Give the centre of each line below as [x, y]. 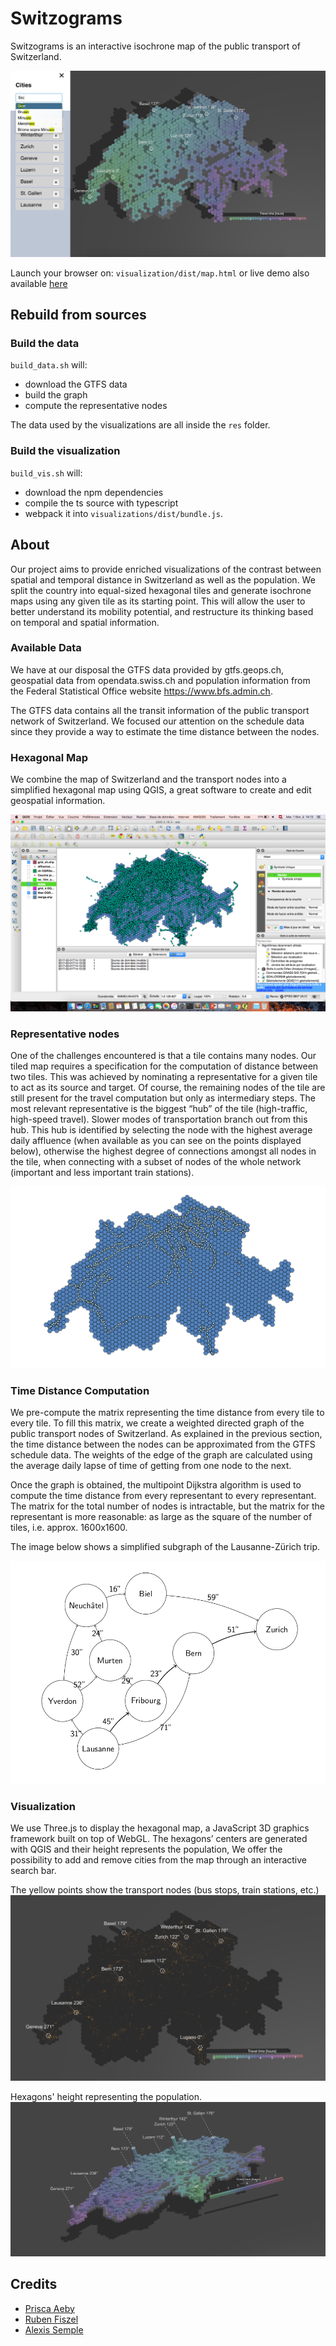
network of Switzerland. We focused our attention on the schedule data [157, 721]
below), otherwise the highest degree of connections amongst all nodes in [163, 1151]
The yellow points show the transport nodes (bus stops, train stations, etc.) [165, 1890]
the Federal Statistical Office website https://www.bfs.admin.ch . [141, 691]
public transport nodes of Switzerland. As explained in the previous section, [166, 1434]
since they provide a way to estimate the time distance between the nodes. [165, 731]
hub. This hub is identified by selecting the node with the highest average [161, 1130]
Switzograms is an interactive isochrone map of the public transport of [155, 46]
